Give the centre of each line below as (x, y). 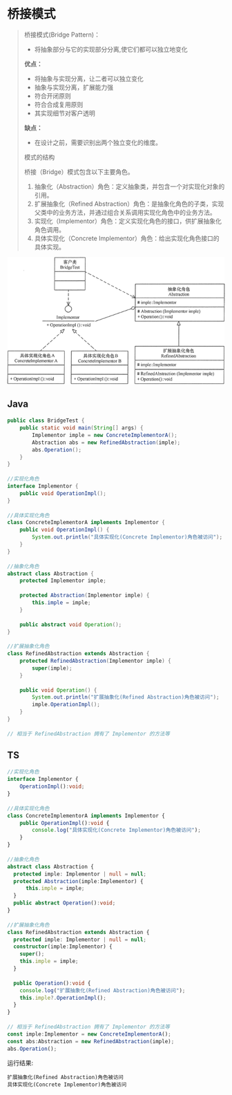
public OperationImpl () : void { (65, 823)
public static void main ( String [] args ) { (81, 428)
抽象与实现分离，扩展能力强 (74, 87)
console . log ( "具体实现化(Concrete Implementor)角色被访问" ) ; (117, 830)
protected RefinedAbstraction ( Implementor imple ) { (95, 661)
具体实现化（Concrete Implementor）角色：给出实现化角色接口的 (127, 238)
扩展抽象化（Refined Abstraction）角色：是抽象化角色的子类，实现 (129, 204)
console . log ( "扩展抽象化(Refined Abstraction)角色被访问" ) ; (103, 990)
